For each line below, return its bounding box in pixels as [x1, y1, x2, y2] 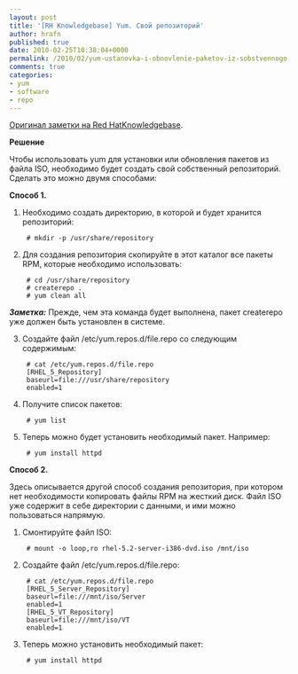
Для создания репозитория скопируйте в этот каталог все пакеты [21, 249, 273, 260]
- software [9, 87, 50, 96]
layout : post [9, 12, 58, 22]
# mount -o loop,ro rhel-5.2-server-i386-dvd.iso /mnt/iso [26, 545, 249, 553]
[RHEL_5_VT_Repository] [26, 608, 114, 617]
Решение [9, 137, 45, 147]
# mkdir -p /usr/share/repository [26, 234, 154, 243]
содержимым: [21, 343, 77, 354]
